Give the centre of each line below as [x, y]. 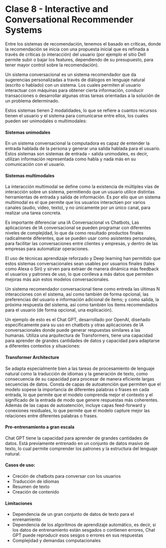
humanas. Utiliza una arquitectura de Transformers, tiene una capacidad [79, 336]
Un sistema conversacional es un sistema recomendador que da [71, 74]
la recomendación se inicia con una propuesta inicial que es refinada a [77, 49]
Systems [24, 30]
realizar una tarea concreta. [33, 213]
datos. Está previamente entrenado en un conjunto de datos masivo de [77, 443]
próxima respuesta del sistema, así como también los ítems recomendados [81, 305]
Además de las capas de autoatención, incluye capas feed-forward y [76, 405]
